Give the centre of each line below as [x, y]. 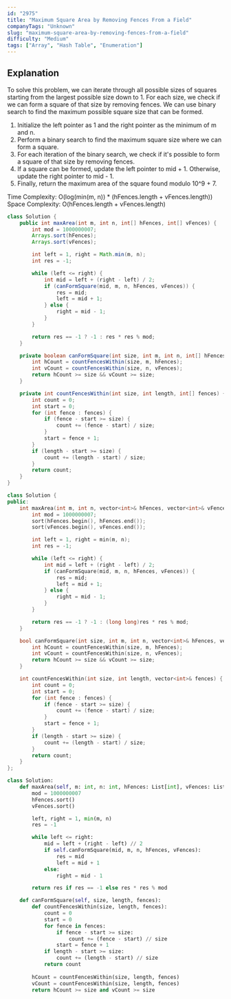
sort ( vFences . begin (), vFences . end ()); [89, 527]
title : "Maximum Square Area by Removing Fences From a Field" [100, 20]
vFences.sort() [54, 806]
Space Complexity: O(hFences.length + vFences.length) [87, 204]
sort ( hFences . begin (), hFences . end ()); [89, 521]
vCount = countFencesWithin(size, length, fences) [106, 983]
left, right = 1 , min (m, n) [72, 818]
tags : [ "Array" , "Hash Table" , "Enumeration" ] [75, 45]
